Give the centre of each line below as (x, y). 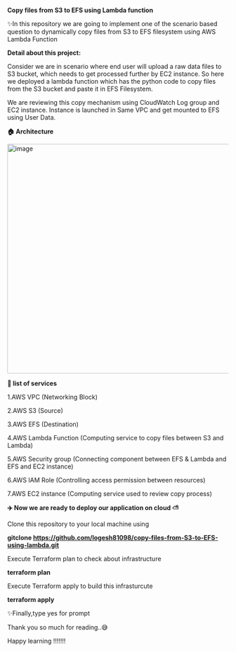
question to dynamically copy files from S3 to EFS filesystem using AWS (112, 32)
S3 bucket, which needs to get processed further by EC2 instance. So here (116, 74)
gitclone (20, 538)
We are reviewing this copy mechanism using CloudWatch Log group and (113, 102)
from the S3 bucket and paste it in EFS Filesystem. (80, 89)
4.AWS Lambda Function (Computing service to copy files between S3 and (116, 438)
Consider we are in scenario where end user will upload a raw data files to (114, 66)
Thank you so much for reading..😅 (58, 627)
